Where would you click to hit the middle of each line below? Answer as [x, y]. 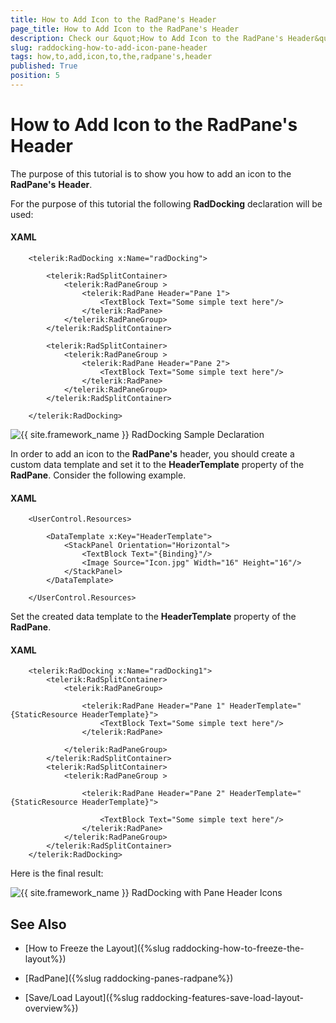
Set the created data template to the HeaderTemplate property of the [153, 617]
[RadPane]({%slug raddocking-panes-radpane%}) [129, 978]
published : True [44, 66]
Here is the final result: [57, 873]
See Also [38, 924]
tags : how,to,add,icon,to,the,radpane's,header [111, 57]
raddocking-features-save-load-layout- [223, 998]
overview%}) [51, 1008]
